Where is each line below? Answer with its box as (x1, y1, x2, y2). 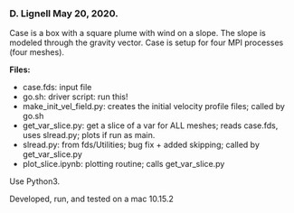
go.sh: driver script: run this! (22, 91, 128, 102)
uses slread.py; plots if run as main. (22, 130, 156, 141)
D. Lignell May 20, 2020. (9, 7, 119, 20)
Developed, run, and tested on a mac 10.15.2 (9, 193, 175, 205)
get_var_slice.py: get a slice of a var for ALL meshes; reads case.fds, (22, 120, 279, 131)
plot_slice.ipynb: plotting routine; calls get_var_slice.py (22, 159, 225, 170)
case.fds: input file (22, 82, 92, 93)
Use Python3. (9, 176, 61, 187)
